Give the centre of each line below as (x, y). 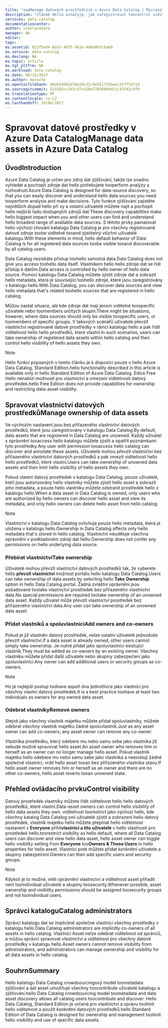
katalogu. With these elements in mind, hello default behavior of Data (76, 238)
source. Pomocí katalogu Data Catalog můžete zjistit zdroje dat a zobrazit (81, 275)
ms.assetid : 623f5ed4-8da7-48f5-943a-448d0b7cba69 (59, 47)
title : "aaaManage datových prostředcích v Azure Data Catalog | (74, 10)
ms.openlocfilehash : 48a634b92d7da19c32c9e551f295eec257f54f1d (72, 84)
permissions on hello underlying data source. (52, 544)
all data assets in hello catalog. (37, 955)
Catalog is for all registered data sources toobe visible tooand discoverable (82, 244)
